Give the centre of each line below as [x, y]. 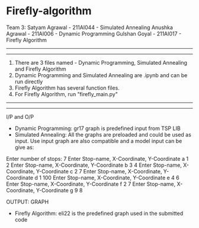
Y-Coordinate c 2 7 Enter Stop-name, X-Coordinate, [99, 171]
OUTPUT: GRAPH [28, 202]
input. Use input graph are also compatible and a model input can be [98, 141]
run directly [29, 81]
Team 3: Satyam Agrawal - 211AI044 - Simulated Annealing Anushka [90, 27]
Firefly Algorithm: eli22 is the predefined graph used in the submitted [99, 213]
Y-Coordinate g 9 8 [59, 190]
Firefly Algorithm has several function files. [67, 88]
